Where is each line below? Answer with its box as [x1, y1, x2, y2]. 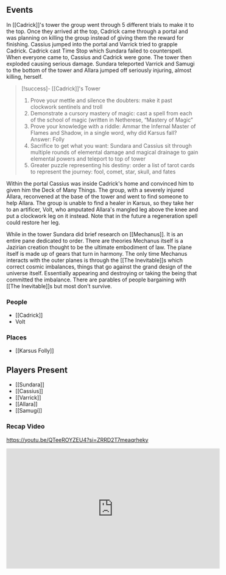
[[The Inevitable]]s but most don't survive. [6, 282, 112, 289]
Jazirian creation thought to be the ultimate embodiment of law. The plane [6, 244, 192, 251]
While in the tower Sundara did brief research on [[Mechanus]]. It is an [6, 230, 184, 237]
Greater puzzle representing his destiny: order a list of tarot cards [30, 161, 195, 168]
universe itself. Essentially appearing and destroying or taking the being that [6, 269, 197, 277]
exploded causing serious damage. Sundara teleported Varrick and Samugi [6, 60, 195, 67]
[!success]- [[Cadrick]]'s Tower [21, 85, 101, 92]
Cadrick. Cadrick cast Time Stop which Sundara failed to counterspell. [6, 47, 183, 54]
